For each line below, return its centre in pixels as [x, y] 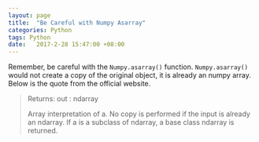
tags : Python [30, 37]
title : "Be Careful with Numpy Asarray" [77, 23]
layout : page [30, 15]
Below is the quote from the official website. [80, 84]
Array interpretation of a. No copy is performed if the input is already [139, 114]
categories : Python [40, 30]
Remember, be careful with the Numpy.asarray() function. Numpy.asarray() [128, 67]
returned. [43, 131]
